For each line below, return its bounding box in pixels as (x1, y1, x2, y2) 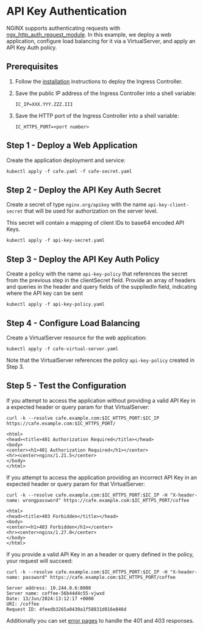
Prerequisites (6, 62, 59, 72)
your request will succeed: (6, 557, 73, 564)
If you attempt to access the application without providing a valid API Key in (6, 397, 196, 404)
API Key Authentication (6, 4, 127, 18)
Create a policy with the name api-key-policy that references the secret (6, 270, 188, 278)
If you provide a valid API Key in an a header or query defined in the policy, (6, 550, 194, 558)
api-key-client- (148, 202, 189, 208)
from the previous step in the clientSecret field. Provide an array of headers (6, 277, 196, 284)
